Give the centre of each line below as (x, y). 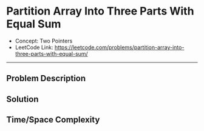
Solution (22, 99)
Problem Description (46, 79)
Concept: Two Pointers (44, 41)
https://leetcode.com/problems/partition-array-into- (119, 47)
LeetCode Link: (34, 47)
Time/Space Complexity (53, 120)
